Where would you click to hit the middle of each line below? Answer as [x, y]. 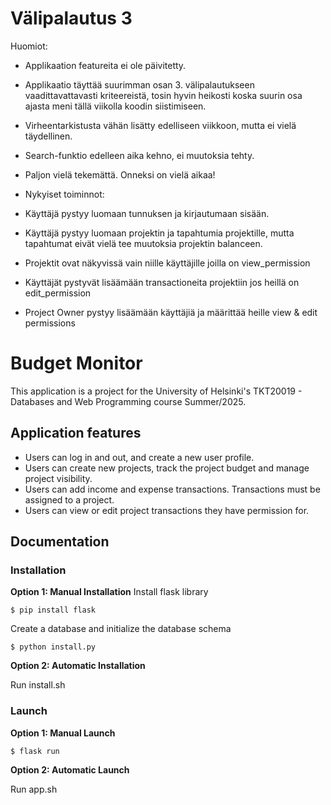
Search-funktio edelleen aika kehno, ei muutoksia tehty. [139, 155]
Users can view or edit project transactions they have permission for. [167, 510]
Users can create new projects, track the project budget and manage [167, 468]
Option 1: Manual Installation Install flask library [109, 592]
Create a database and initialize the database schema [121, 629]
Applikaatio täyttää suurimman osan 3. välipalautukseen [139, 84]
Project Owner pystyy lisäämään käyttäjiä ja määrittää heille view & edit [171, 312]
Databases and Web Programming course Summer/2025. [128, 401]
